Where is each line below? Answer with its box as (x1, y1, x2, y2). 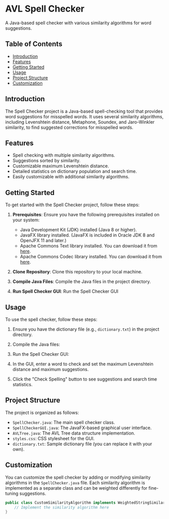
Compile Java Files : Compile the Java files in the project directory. (12, 278, 151, 285)
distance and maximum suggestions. (12, 366, 89, 372)
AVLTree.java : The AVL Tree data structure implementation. (12, 430, 135, 436)
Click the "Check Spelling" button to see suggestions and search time (12, 376, 157, 382)
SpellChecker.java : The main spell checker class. (12, 419, 115, 425)
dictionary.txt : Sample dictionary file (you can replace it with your (12, 441, 152, 447)
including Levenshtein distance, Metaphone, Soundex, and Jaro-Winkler (5, 119, 155, 125)
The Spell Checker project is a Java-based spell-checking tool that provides (5, 108, 163, 114)
